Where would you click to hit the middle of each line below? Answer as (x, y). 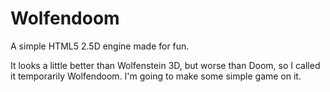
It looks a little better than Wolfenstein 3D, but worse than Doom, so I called (165, 65)
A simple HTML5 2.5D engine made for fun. (100, 46)
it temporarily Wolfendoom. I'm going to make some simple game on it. (156, 76)
